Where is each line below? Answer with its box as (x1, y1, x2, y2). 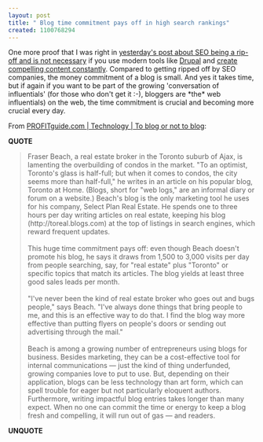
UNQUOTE (8, 426, 43, 436)
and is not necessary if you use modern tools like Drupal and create (19, 56, 238, 65)
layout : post (8, 11, 51, 20)
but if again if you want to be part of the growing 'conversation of (8, 81, 220, 90)
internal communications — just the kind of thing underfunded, (27, 361, 231, 370)
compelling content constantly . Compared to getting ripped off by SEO (8, 64, 236, 74)
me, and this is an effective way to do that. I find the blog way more (27, 311, 246, 320)
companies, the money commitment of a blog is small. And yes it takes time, (8, 72, 254, 83)
